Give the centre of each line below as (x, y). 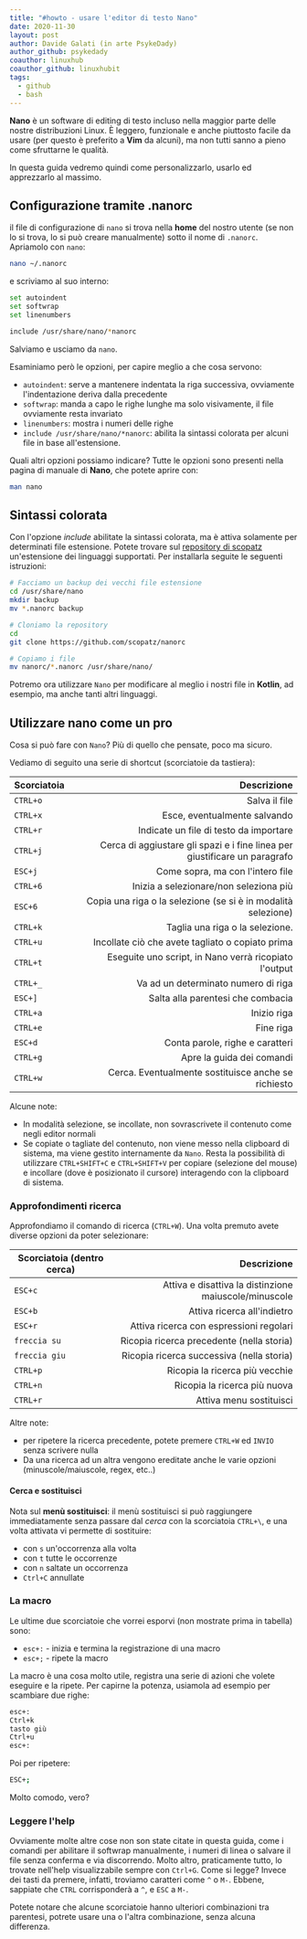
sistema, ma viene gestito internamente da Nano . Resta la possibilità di (153, 1153)
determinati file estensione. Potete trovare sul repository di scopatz (136, 547)
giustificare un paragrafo (240, 857)
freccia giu (40, 1356)
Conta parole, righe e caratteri (228, 1043)
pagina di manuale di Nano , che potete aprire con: (104, 470)
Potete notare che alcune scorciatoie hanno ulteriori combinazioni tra (139, 1907)
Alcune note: (33, 1107)
